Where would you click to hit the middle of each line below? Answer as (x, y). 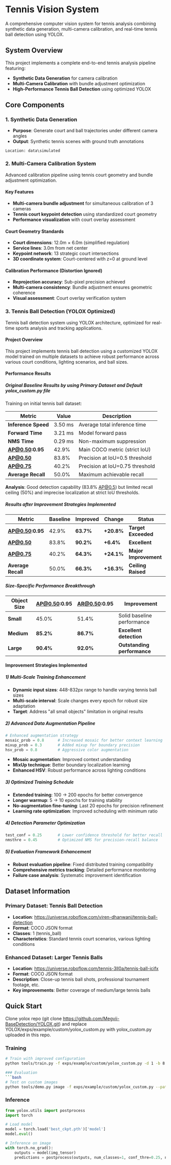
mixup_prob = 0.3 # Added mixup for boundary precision (73, 745)
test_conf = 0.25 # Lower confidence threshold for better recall (84, 835)
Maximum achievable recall (111, 474)
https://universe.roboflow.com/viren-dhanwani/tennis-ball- (96, 917)
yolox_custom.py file (28, 391)
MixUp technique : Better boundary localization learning (71, 765)
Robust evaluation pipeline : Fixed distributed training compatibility (83, 865)
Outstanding (134, 645)
